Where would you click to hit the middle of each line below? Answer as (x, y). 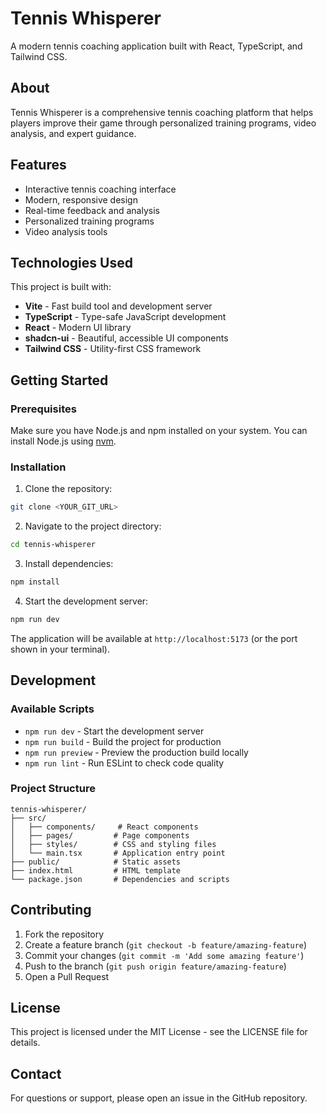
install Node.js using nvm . (63, 441)
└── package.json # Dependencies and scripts (120, 879)
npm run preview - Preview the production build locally (136, 752)
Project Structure (53, 789)
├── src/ (28, 818)
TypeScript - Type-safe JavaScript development (125, 317)
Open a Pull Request (67, 976)
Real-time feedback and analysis (92, 210)
